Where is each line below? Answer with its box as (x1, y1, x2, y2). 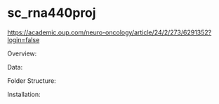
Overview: (7, 49, 37, 58)
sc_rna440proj (7, 5, 96, 21)
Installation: (7, 90, 41, 98)
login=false (7, 35, 40, 44)
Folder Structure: (7, 76, 56, 85)
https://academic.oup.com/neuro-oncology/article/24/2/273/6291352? (7, 28, 212, 37)
